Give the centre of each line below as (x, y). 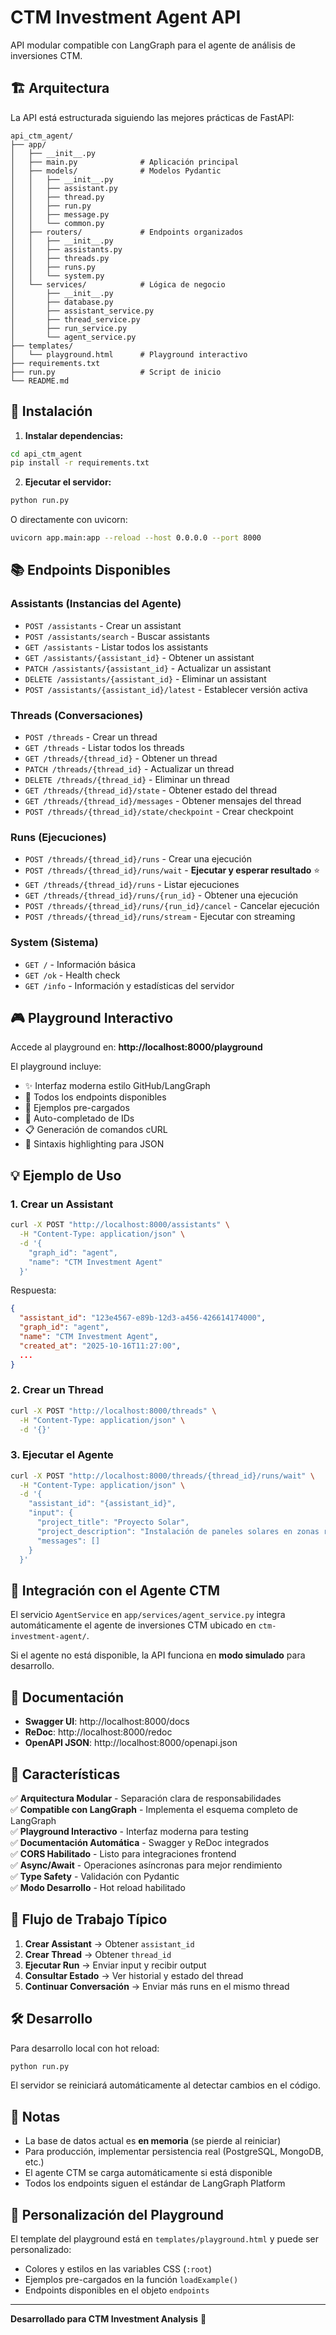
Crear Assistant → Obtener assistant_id (109, 1943)
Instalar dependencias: (74, 435)
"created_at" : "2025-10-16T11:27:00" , (100, 1346)
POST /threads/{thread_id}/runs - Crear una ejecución (138, 859)
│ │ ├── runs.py (53, 267)
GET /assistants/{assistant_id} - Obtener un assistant (139, 657)
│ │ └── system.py (57, 276)
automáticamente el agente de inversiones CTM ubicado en (133, 1625)
